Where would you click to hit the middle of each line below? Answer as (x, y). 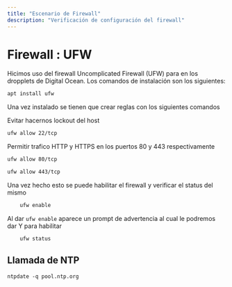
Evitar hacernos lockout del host (53, 121)
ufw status (35, 238)
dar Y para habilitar (35, 226)
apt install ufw (31, 94)
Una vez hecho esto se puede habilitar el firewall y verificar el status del (110, 185)
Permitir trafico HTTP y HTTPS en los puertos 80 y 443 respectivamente (111, 147)
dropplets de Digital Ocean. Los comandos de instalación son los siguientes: (116, 81)
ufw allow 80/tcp (32, 159)
